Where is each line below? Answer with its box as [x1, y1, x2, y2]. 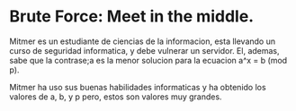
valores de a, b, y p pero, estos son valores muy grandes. [9, 91, 222, 102]
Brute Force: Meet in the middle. [9, 6, 255, 27]
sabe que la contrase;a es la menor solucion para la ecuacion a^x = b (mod [9, 55, 288, 65]
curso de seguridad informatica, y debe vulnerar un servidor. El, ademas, [9, 45, 281, 55]
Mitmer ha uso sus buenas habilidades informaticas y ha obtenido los [9, 81, 267, 92]
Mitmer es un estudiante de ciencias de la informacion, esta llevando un [9, 36, 276, 47]
